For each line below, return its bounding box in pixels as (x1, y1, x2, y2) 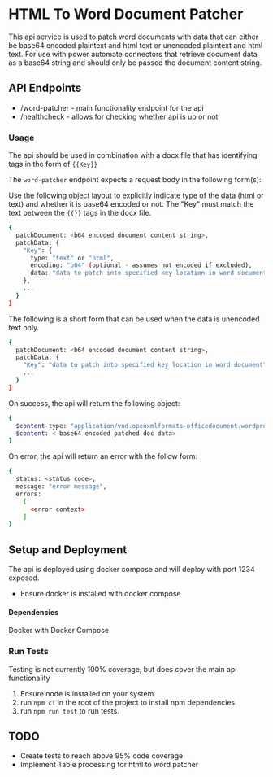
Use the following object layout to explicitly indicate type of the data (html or (8, 190, 264, 200)
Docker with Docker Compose (8, 626, 110, 635)
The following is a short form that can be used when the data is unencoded (8, 314, 260, 324)
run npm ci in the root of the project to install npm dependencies (19, 697, 236, 707)
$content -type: (15, 421, 67, 430)
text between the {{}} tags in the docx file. (8, 208, 152, 218)
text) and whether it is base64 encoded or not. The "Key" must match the (8, 199, 254, 209)
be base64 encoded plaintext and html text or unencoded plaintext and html (8, 40, 263, 50)
